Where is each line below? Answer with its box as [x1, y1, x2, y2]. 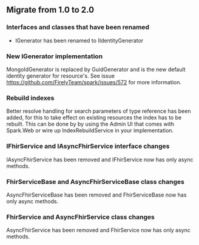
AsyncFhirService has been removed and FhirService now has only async [6, 227, 191, 234]
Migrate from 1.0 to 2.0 [6, 5, 95, 15]
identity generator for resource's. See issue [6, 72, 115, 79]
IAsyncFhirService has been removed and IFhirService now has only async [6, 156, 194, 163]
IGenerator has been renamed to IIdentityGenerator [15, 36, 144, 44]
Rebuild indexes [6, 93, 55, 102]
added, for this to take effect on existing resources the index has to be [6, 114, 182, 121]
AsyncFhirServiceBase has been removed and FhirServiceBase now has [6, 191, 187, 198]
